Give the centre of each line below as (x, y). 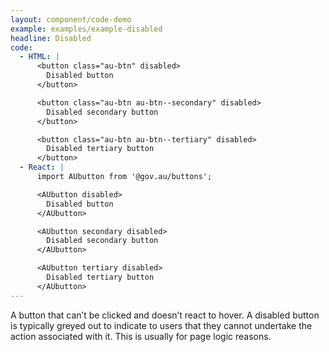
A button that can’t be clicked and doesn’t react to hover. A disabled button (165, 315)
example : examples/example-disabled (86, 29)
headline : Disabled (51, 38)
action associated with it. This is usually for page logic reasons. (141, 336)
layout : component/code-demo (71, 19)
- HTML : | (39, 57)
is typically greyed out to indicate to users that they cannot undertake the (161, 325)
